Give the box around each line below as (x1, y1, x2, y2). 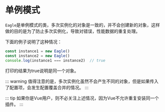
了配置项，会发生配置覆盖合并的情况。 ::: (5, 84, 89, 90)
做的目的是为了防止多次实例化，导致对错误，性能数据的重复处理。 (5, 28, 140, 34)
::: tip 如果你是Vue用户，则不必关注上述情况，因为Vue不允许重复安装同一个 (5, 95, 159, 101)
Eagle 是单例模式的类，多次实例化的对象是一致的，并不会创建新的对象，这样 (5, 22, 160, 28)
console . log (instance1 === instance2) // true (5, 58, 106, 63)
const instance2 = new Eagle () (5, 53, 70, 58)
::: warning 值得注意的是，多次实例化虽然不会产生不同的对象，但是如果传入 (5, 78, 159, 84)
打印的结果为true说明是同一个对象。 (5, 68, 79, 74)
